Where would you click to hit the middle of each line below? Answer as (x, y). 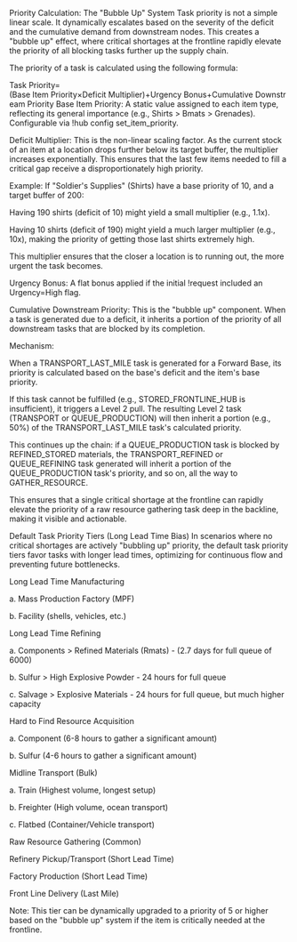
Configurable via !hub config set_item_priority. (94, 123)
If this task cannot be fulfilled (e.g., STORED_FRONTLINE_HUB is (128, 399)
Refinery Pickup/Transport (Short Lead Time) (92, 859)
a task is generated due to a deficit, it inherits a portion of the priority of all (145, 319)
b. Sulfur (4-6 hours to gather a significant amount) (103, 756)
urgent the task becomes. (56, 266)
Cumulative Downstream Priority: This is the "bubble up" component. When (148, 310)
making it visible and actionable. (68, 519)
